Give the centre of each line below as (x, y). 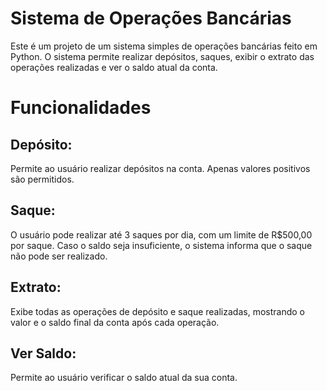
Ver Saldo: (43, 353)
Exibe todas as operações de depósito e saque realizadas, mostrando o (157, 311)
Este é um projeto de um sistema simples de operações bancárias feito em (164, 46)
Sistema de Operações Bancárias (151, 18)
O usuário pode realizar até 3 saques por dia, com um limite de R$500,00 (161, 234)
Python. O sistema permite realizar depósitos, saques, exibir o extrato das (162, 56)
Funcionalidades (81, 108)
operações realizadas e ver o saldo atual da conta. (114, 67)
